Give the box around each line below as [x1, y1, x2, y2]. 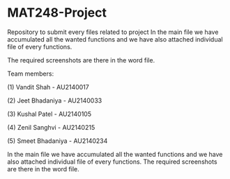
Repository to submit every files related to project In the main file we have [7, 28, 219, 36]
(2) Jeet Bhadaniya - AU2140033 [7, 96, 102, 105]
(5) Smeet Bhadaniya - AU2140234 [7, 137, 108, 145]
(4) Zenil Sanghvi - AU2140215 [7, 123, 95, 131]
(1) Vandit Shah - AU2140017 [7, 83, 89, 91]
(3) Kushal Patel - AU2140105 [7, 110, 92, 118]
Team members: [7, 69, 54, 78]
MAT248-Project [7, 5, 107, 21]
